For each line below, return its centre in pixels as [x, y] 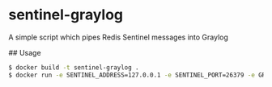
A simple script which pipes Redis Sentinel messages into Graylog [119, 37]
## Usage [25, 52]
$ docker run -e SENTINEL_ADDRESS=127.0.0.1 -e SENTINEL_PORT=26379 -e [132, 75]
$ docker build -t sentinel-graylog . [74, 67]
